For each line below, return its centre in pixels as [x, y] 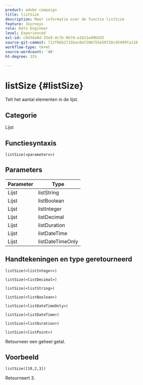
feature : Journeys [24, 24]
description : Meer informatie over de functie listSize [65, 19]
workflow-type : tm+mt [28, 47]
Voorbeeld [22, 357]
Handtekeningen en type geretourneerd [69, 259]
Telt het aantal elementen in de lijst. [42, 100]
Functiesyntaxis [31, 143]
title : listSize [22, 15]
